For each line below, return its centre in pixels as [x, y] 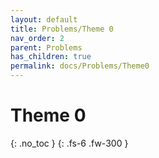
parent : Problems [46, 47]
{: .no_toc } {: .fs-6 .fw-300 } [69, 143]
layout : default [44, 19]
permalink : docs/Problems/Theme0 [80, 66]
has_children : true [51, 57]
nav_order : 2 [37, 38]
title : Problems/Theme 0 [62, 29]
